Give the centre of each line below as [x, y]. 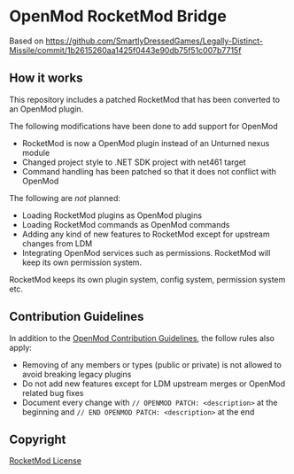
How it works [46, 78]
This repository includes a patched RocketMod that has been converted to [145, 99]
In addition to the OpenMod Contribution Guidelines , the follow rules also [142, 338]
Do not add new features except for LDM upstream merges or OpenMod [154, 384]
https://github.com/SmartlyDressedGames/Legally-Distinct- [155, 41]
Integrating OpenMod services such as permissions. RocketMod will [146, 253]
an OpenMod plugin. [46, 109]
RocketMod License [46, 461]
